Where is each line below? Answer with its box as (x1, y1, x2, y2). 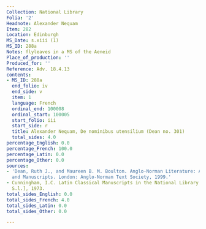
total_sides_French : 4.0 (6, 197, 70, 203)
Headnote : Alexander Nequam (6, 20, 78, 26)
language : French (12, 100, 56, 106)
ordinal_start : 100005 (12, 111, 70, 118)
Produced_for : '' (6, 60, 51, 66)
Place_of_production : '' (6, 54, 70, 61)
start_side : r (12, 123, 48, 129)
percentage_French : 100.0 (6, 145, 72, 152)
